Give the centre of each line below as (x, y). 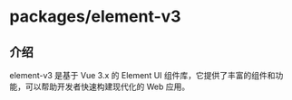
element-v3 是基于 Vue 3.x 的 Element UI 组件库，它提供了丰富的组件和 (142, 75)
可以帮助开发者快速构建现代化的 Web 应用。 (107, 86)
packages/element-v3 (95, 17)
